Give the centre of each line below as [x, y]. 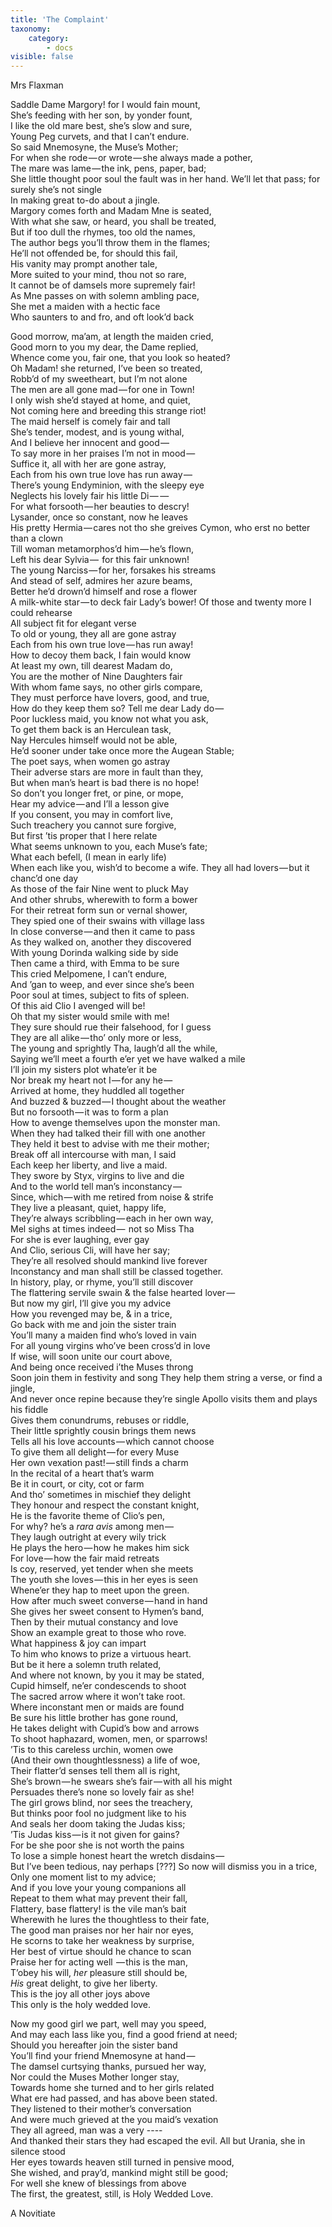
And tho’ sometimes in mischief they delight [100, 1495]
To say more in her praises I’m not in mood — [103, 453]
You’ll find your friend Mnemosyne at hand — [103, 2056]
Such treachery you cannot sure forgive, [93, 825]
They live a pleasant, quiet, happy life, [88, 1208]
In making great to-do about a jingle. [85, 200]
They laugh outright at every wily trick [88, 1537]
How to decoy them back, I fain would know [101, 655]
